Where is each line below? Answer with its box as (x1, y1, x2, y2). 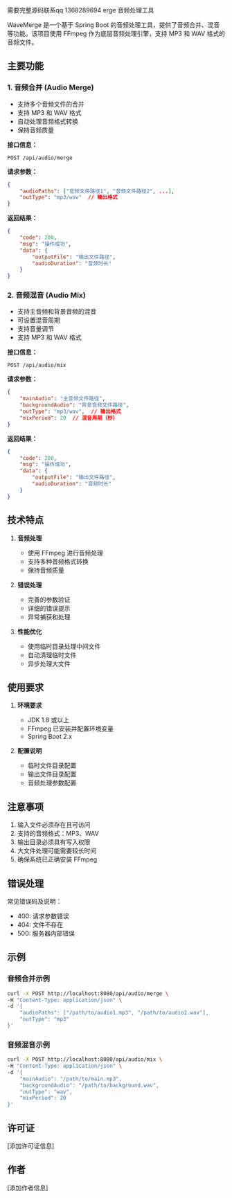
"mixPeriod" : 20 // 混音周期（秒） (19, 414, 118, 421)
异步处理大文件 (27, 659, 71, 668)
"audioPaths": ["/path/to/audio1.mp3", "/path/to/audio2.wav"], (19, 1010, 209, 1017)
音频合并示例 (7, 974, 51, 983)
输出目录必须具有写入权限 (17, 838, 91, 846)
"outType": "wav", (19, 1088, 73, 1096)
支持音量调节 (17, 325, 54, 333)
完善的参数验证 (27, 595, 71, 604)
